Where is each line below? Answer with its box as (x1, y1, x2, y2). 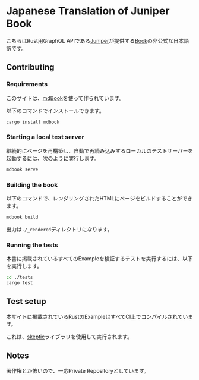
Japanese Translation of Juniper (6, 4, 170, 18)
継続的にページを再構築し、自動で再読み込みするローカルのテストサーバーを (6, 147, 194, 154)
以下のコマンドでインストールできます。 (6, 107, 105, 114)
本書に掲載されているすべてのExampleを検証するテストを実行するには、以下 (6, 255, 193, 262)
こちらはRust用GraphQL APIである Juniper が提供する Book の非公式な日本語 (6, 37, 189, 44)
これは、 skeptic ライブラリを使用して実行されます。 (6, 333, 132, 340)
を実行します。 (6, 263, 43, 270)
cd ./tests (6, 275, 33, 281)
